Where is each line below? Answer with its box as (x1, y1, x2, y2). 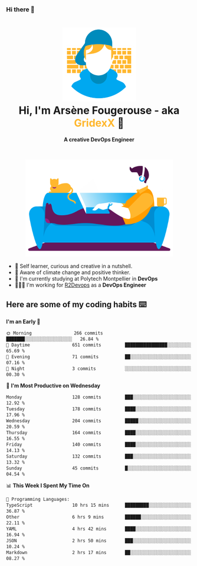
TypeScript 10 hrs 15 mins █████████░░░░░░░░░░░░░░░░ (6, 503, 192, 509)
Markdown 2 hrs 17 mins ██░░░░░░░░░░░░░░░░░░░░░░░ (6, 550, 192, 556)
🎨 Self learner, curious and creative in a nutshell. (14, 263, 133, 270)
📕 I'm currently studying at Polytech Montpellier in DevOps (14, 275, 158, 282)
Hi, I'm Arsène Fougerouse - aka (18, 104, 180, 117)
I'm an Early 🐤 (6, 318, 41, 325)
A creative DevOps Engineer (64, 136, 134, 143)
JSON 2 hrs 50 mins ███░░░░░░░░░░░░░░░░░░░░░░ (6, 538, 192, 544)
